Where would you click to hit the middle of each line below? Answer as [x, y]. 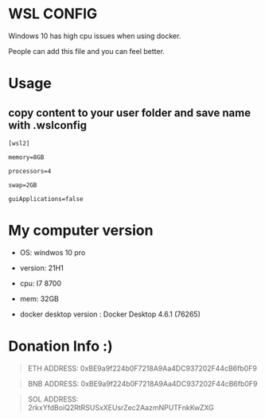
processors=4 [30, 171]
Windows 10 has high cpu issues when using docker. [95, 36]
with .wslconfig [48, 125]
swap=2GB [23, 185]
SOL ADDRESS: [53, 399]
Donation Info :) [60, 346]
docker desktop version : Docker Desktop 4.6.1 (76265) [110, 314]
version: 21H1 [41, 268]
